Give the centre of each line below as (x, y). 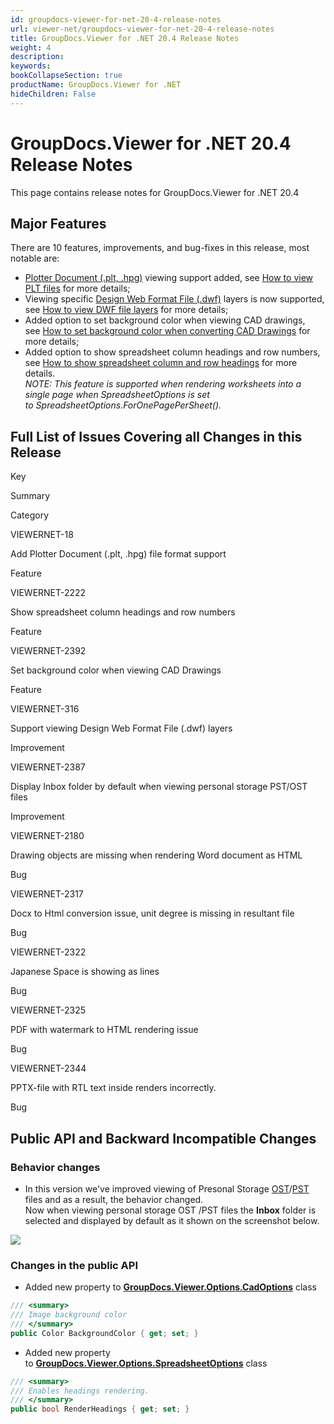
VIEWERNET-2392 (48, 651)
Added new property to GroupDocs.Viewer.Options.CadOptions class (170, 1287)
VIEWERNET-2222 (48, 593)
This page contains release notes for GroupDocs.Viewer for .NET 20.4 (155, 192)
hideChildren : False (53, 94)
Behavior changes (55, 1167)
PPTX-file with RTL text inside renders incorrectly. (113, 1088)
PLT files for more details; (77, 288)
